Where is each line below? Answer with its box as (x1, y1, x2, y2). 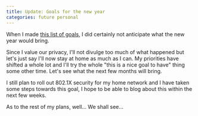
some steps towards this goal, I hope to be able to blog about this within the (6, 85, 193, 92)
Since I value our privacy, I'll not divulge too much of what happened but (6, 48, 185, 55)
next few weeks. (6, 92, 47, 99)
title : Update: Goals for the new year (6, 8, 106, 15)
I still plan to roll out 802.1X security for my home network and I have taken (6, 79, 190, 86)
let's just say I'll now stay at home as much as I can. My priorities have (6, 55, 179, 62)
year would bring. (6, 37, 49, 44)
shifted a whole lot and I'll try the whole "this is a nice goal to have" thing (6, 61, 185, 68)
